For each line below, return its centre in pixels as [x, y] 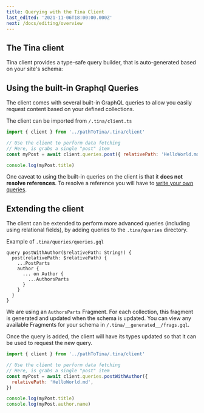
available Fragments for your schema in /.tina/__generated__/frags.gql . [98, 325]
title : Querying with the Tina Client [55, 12]
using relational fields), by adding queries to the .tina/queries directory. [97, 230]
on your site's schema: [35, 69]
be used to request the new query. [49, 343]
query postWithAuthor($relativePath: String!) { [69, 253]
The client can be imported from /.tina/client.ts [69, 121]
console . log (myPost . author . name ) [49, 404]
